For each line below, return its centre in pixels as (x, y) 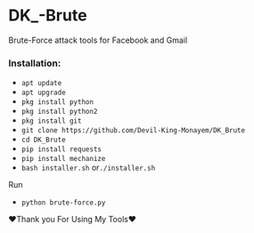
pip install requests (61, 149)
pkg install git (51, 121)
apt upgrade (43, 93)
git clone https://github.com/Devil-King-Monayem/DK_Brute (133, 131)
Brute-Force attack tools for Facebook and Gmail (98, 40)
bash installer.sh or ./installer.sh (88, 168)
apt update (41, 84)
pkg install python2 (59, 112)
